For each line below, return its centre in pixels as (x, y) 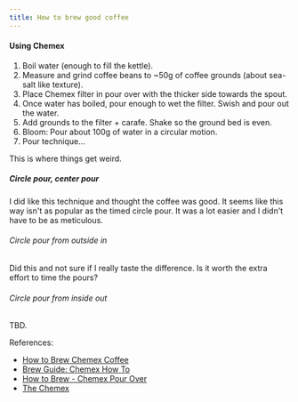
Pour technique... (54, 141)
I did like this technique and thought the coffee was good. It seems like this (146, 201)
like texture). (60, 84)
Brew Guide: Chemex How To (76, 369)
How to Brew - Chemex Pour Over (85, 379)
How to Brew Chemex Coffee (75, 360)
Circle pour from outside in (58, 240)
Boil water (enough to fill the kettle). (88, 65)
